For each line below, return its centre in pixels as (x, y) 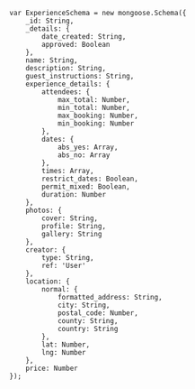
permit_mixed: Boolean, (86, 187)
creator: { (46, 250)
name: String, (52, 60)
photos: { (44, 210)
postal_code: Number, (98, 313)
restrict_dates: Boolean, (90, 179)
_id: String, (50, 21)
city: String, (84, 305)
